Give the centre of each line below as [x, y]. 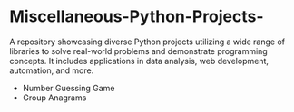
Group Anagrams [54, 98]
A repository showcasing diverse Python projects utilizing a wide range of [147, 42]
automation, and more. [52, 70]
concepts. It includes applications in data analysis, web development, [139, 61]
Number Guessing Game [69, 88]
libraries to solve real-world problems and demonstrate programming [138, 51]
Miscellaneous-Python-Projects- [137, 17]
